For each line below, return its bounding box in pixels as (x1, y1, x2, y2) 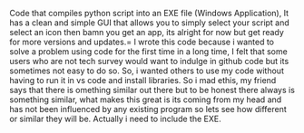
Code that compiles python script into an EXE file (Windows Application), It (9, 8, 289, 18)
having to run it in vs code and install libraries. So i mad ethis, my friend (9, 75, 277, 85)
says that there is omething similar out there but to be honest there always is (9, 85, 295, 95)
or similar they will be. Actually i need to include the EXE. (9, 113, 221, 124)
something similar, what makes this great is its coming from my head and (9, 94, 282, 105)
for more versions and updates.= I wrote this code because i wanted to (9, 36, 275, 47)
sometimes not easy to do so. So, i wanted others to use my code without (9, 65, 284, 76)
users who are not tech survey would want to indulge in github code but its (9, 56, 289, 66)
